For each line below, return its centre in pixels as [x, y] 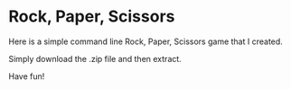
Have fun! [27, 76]
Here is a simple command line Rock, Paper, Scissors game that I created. [146, 41]
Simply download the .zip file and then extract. [95, 58]
